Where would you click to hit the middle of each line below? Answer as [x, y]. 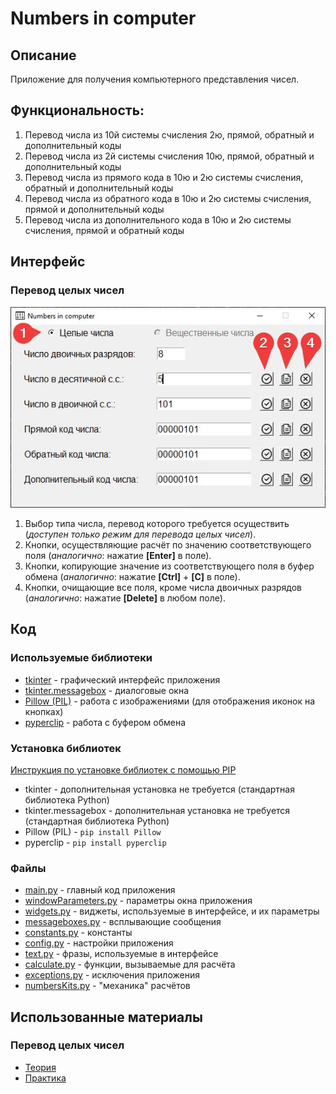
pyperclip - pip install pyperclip [95, 842]
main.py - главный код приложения [100, 890]
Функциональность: [77, 110]
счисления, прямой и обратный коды [104, 230]
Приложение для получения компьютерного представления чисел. [155, 79]
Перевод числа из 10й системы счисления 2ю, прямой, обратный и [169, 134]
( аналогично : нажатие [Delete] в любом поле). [125, 598]
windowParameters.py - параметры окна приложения [138, 901]
